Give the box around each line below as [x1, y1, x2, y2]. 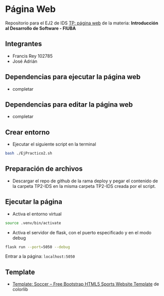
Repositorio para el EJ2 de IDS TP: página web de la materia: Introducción [5, 20, 159, 26]
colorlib [12, 287, 28, 293]
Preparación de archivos [5, 164, 83, 173]
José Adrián [12, 58, 37, 64]
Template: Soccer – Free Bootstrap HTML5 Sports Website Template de [12, 281, 160, 287]
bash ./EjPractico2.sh [5, 151, 52, 156]
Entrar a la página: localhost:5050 [5, 253, 75, 260]
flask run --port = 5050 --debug [5, 244, 70, 250]
